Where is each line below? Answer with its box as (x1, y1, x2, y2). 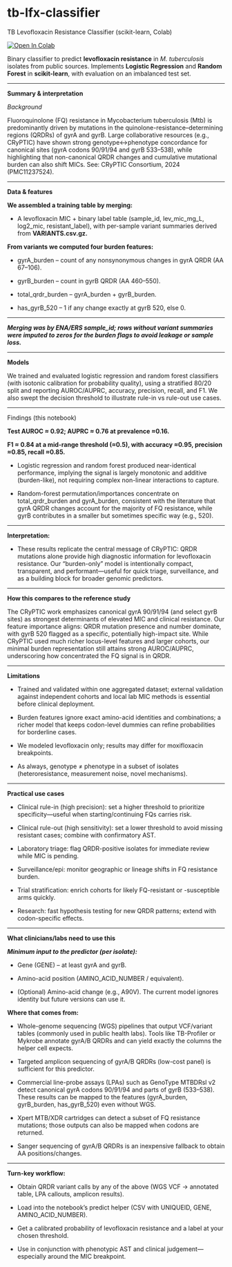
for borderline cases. (17, 727, 77, 736)
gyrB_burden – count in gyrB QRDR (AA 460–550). (17, 276, 161, 285)
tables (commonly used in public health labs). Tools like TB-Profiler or (17, 1029, 216, 1037)
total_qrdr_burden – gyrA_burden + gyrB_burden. (17, 290, 157, 299)
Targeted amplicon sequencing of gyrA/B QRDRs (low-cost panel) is (17, 1057, 211, 1065)
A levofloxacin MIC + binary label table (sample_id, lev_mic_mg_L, (17, 214, 205, 222)
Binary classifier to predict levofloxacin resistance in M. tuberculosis (7, 54, 204, 63)
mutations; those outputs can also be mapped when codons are (17, 1121, 199, 1129)
